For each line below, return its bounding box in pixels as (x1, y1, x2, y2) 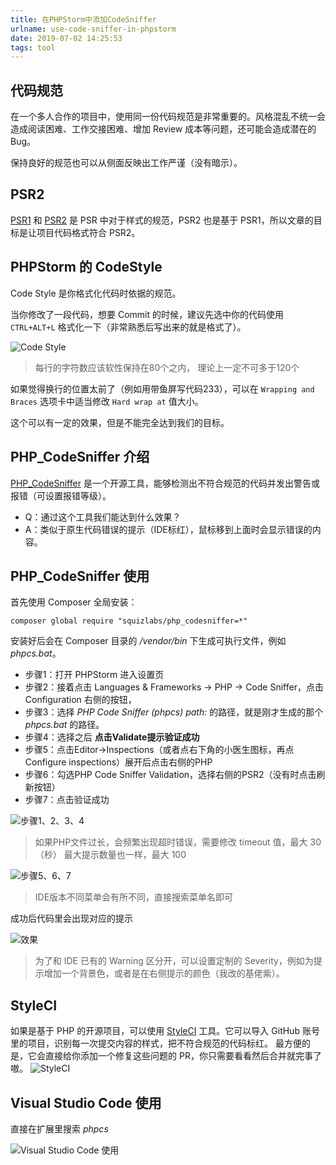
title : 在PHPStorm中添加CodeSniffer (10, 14, 157, 25)
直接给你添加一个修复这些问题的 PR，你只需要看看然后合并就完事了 (44, 1050, 322, 1062)
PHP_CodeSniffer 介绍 (10, 449, 150, 466)
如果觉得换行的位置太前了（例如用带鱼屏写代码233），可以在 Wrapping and (10, 382, 315, 395)
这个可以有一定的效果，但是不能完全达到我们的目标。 (10, 416, 230, 428)
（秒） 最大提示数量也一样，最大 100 (34, 849, 187, 861)
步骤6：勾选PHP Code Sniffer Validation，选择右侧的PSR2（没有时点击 (24, 769, 317, 781)
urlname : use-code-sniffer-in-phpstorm (10, 24, 177, 34)
